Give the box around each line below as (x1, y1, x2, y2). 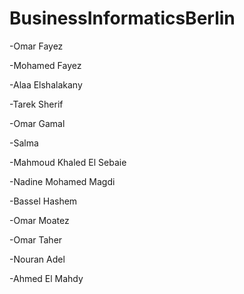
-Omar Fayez (9, 40, 64, 52)
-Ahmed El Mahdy (9, 272, 84, 284)
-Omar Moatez (9, 214, 70, 226)
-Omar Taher (9, 233, 63, 246)
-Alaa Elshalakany (9, 78, 83, 91)
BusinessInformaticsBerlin (9, 7, 236, 30)
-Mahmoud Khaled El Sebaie (9, 156, 127, 168)
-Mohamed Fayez (9, 59, 82, 71)
